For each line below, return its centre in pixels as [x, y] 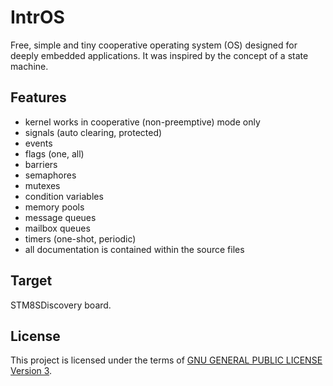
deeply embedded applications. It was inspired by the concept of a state [159, 55]
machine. [29, 66]
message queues [60, 217]
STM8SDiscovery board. [61, 305]
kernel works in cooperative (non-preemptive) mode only [142, 122]
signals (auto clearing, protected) [93, 132]
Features [38, 97]
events [38, 143]
